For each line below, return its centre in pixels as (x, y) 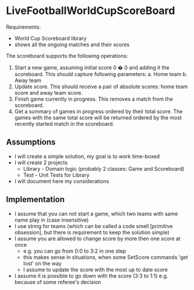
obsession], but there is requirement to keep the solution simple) (92, 232)
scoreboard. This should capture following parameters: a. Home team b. (101, 74)
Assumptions (31, 142)
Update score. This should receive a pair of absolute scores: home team (101, 87)
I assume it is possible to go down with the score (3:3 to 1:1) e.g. (91, 275)
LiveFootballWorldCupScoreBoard (91, 11)
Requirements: (23, 27)
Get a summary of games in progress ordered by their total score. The (98, 111)
